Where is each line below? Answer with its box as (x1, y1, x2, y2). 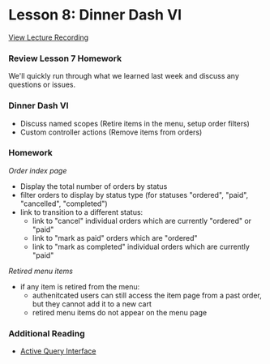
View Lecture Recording (8, 32, 89, 42)
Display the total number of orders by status (19, 181, 168, 191)
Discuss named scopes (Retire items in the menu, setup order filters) (19, 118, 250, 128)
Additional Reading (8, 328, 85, 339)
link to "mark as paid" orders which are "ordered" (32, 233, 198, 242)
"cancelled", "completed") (19, 199, 108, 208)
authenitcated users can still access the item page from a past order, (32, 290, 262, 300)
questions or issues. (8, 79, 76, 90)
